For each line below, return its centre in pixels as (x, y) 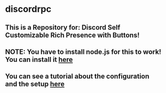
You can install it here (39, 60)
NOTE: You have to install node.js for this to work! (83, 52)
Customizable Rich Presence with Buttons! (72, 35)
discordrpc (28, 9)
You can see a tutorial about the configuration (77, 76)
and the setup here (35, 84)
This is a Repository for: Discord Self (63, 27)
